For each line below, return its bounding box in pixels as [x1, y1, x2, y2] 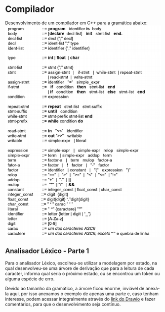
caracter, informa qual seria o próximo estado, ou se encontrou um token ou [5, 270, 160, 276]
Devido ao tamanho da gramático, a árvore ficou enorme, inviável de [5, 285, 145, 291]
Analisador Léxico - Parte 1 [5, 247, 89, 256]
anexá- [145, 285, 160, 291]
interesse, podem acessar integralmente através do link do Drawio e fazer [5, 296, 156, 302]
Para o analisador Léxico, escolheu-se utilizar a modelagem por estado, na [5, 260, 157, 266]
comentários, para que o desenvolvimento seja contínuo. [5, 301, 121, 307]
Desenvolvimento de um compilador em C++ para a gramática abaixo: [5, 20, 148, 26]
